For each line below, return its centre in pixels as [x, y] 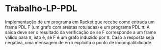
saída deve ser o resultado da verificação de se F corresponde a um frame [80, 32]
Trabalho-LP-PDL [41, 8]
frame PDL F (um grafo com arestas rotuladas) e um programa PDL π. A [77, 27]
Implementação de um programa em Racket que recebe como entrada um [80, 22]
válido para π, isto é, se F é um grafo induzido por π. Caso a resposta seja [80, 37]
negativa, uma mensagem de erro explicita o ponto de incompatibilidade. [79, 42]
